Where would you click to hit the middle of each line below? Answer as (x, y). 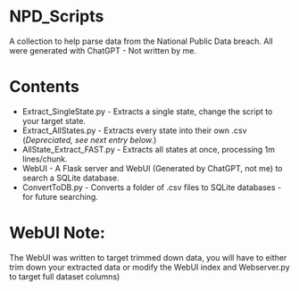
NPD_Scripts (57, 17)
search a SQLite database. (71, 178)
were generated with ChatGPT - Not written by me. (103, 50)
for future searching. (60, 196)
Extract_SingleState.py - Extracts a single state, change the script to (147, 111)
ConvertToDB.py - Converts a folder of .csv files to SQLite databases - (152, 187)
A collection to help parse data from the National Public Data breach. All (141, 41)
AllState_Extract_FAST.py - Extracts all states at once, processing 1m (148, 149)
